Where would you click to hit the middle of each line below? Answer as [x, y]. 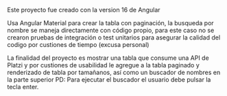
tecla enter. [23, 87]
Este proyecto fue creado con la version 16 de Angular [84, 10]
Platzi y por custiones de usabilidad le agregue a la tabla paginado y [104, 65]
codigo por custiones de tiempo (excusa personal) [78, 45]
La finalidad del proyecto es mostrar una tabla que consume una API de [108, 58]
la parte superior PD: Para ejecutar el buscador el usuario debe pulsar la [109, 80]
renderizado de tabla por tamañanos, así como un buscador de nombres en [114, 72]
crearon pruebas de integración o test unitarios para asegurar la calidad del [114, 37]
